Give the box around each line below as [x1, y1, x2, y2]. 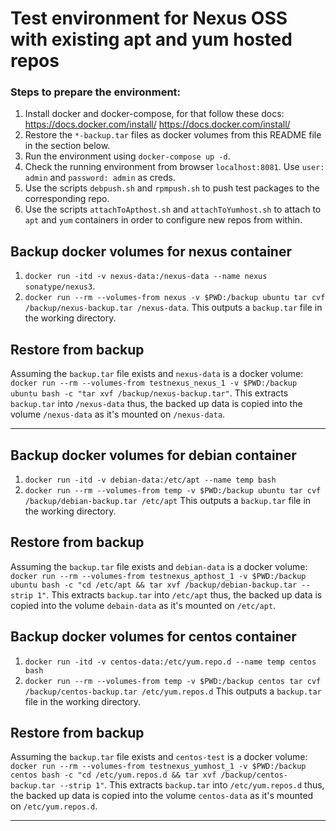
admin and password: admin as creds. [24, 172, 176, 184]
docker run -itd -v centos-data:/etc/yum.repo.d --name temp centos [24, 657, 317, 667]
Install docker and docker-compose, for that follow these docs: [24, 108, 285, 120]
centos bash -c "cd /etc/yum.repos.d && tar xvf [10, 770, 217, 781]
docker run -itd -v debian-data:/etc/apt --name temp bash [24, 475, 277, 485]
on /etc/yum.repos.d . [10, 800, 98, 812]
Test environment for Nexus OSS [10, 7, 288, 30]
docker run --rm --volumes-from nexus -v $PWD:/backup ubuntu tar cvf [24, 293, 326, 303]
